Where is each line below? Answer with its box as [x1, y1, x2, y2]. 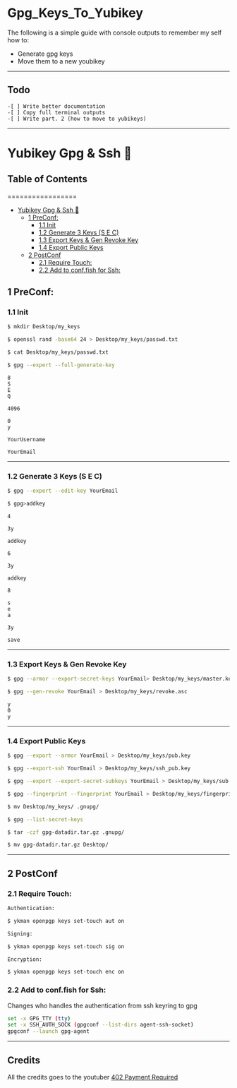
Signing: [7, 930, 33, 937]
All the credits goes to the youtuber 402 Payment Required [7, 1073, 178, 1081]
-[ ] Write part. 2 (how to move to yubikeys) [7, 115, 147, 122]
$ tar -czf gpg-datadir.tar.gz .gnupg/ [7, 828, 125, 836]
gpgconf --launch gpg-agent [7, 1028, 90, 1035]
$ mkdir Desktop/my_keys [7, 323, 80, 330]
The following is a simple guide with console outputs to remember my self [7, 28, 222, 37]
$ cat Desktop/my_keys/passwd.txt [7, 349, 109, 356]
